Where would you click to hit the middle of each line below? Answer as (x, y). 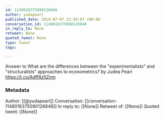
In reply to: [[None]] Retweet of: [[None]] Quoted (109, 106)
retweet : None (20, 33)
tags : (11, 47)
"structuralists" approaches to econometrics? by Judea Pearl (69, 72)
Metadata (17, 90)
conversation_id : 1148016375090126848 (46, 24)
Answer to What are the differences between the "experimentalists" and (80, 66)
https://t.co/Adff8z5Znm (31, 77)
